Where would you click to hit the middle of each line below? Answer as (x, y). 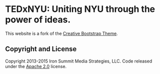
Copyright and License (41, 49)
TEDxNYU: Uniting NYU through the (80, 9)
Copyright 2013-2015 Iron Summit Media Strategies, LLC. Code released (79, 61)
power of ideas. (38, 20)
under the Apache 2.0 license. (36, 66)
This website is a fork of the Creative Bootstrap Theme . (61, 33)
